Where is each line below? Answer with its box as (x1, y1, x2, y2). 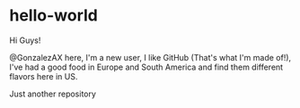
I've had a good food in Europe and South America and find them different (9, 62, 284, 72)
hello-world (9, 5, 99, 26)
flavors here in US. (9, 71, 78, 81)
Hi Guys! (9, 35, 41, 46)
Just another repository (9, 88, 97, 99)
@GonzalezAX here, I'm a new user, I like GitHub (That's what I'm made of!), (9, 52, 292, 62)
